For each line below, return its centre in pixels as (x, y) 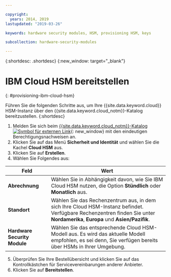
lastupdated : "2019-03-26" (34, 24)
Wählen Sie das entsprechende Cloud (96, 228)
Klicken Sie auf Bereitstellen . (43, 270)
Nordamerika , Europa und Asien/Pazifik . (100, 220)
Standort (19, 210)
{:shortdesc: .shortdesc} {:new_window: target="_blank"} (65, 61)
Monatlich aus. (69, 192)
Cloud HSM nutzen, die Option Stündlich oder (106, 186)
